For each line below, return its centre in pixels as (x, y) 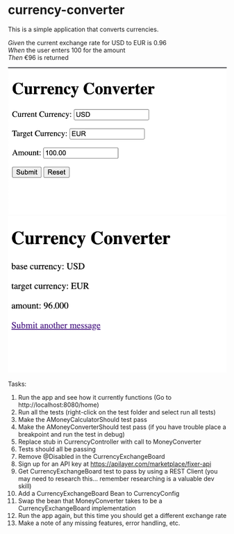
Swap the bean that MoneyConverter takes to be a (90, 501)
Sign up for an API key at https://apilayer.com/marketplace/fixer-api (115, 464)
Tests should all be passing (57, 449)
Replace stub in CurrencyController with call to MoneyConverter (110, 442)
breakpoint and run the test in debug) (72, 434)
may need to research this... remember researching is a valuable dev (116, 479)
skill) (25, 486)
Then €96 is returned (38, 57)
